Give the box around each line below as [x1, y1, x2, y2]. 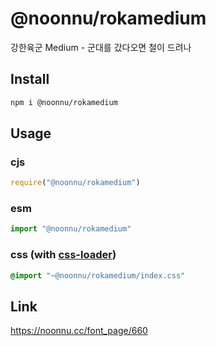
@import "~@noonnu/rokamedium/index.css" [10, 270, 186, 281]
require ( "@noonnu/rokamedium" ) [10, 178, 141, 188]
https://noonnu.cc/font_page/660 [10, 325, 148, 337]
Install [10, 71, 50, 88]
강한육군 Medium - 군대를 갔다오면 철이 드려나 [10, 41, 192, 53]
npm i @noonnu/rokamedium [10, 97, 118, 107]
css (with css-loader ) [10, 248, 117, 262]
